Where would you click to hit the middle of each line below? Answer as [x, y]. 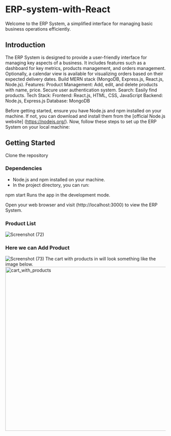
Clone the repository [27, 155]
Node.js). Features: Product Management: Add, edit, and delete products [81, 84]
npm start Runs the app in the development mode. [58, 195]
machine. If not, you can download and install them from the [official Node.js [85, 116]
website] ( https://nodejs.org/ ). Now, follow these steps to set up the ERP [81, 122]
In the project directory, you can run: [51, 185]
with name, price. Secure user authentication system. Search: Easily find [81, 90]
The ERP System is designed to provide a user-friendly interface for [76, 57]
